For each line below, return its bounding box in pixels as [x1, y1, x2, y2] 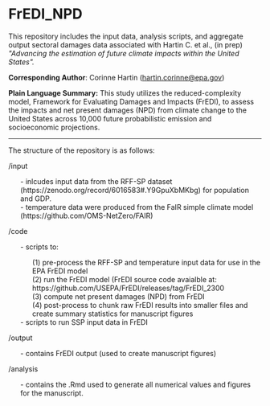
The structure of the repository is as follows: [8, 146, 155, 155]
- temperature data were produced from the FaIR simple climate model [19, 202, 254, 211]
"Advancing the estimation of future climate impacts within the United [8, 48, 239, 58]
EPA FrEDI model [31, 266, 88, 276]
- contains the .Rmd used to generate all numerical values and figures [19, 379, 252, 389]
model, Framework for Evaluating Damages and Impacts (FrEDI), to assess [8, 96, 255, 106]
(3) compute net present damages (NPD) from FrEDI [31, 291, 205, 301]
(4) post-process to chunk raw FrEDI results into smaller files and [31, 300, 248, 310]
